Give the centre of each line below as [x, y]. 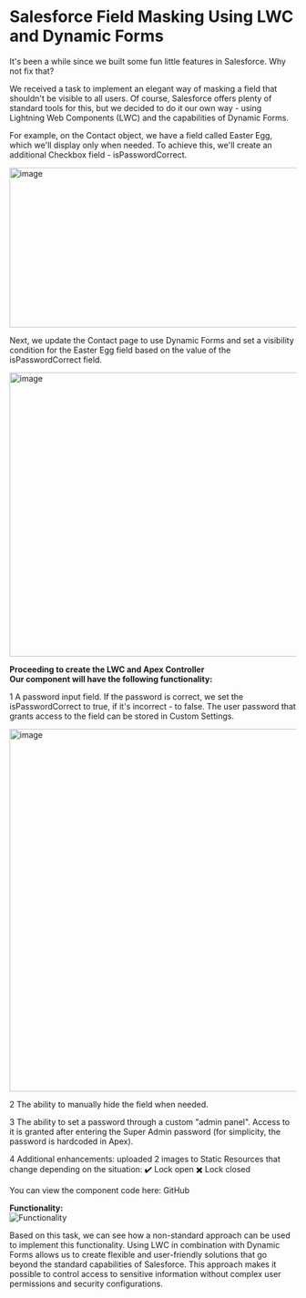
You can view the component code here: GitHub [99, 1190]
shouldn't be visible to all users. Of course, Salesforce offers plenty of [141, 98]
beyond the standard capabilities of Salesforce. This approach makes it [143, 1264]
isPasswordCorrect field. [56, 359]
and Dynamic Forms [87, 36]
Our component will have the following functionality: [111, 679]
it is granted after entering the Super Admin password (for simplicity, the [145, 1131]
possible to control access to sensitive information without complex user [145, 1273]
